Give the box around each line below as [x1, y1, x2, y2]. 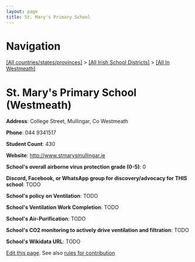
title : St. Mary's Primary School [6, 14, 91, 20]
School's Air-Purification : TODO [6, 215, 86, 223]
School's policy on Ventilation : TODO [6, 193, 99, 200]
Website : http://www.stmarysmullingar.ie [6, 152, 106, 159]
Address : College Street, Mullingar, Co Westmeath [6, 118, 129, 125]
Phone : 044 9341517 [6, 129, 56, 136]
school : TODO [6, 181, 41, 188]
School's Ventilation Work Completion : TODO [6, 204, 119, 211]
